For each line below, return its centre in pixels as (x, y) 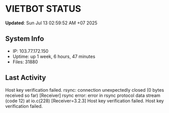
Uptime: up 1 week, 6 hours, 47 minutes (54, 56)
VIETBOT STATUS (43, 9)
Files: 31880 (25, 62)
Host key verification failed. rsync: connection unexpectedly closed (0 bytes (85, 90)
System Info (25, 39)
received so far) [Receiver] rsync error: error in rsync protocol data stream (83, 95)
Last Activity (26, 78)
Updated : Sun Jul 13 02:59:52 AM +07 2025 (51, 23)
